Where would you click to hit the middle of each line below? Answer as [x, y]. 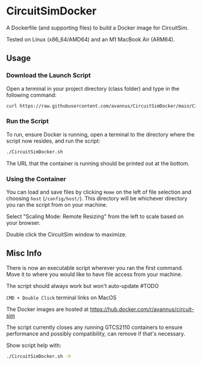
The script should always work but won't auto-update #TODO [83, 286]
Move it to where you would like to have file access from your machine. [94, 274]
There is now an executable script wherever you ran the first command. [95, 268]
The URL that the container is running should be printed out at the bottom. [98, 163]
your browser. [23, 222]
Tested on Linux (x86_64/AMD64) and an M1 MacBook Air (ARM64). [91, 39]
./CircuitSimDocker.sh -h [38, 356]
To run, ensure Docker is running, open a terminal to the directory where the [100, 134]
